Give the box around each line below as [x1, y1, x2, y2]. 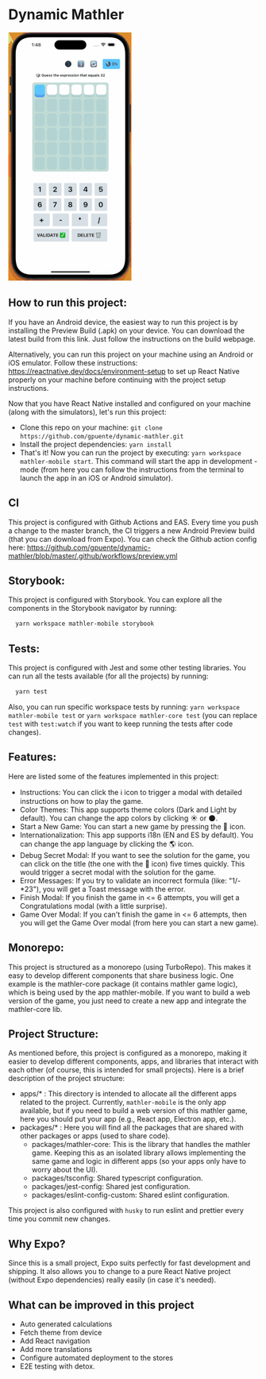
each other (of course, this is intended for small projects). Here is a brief [8, 1065, 245, 1075]
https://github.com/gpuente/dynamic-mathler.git [19, 432, 184, 440]
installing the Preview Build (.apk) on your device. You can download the [8, 326, 245, 335]
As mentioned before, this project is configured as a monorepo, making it [8, 1049, 248, 1058]
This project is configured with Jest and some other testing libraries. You [8, 663, 246, 673]
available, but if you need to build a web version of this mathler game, [19, 1106, 248, 1115]
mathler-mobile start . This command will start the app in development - [19, 456, 258, 465]
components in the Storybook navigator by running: [8, 604, 177, 613]
